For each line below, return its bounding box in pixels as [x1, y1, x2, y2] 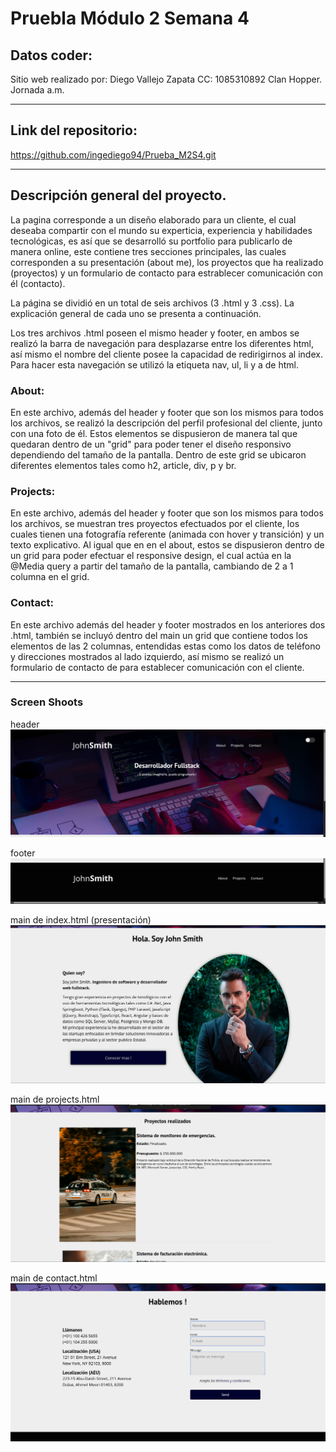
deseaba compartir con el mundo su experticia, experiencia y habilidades [10, 224, 313, 236]
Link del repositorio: [10, 122, 138, 139]
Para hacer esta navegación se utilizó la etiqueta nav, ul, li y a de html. [10, 358, 299, 371]
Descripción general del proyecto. [10, 187, 227, 204]
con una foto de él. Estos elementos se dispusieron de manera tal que [10, 427, 298, 439]
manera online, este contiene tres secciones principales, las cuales [10, 245, 287, 257]
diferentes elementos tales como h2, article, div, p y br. [10, 459, 237, 471]
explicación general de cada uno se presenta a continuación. [10, 307, 262, 319]
